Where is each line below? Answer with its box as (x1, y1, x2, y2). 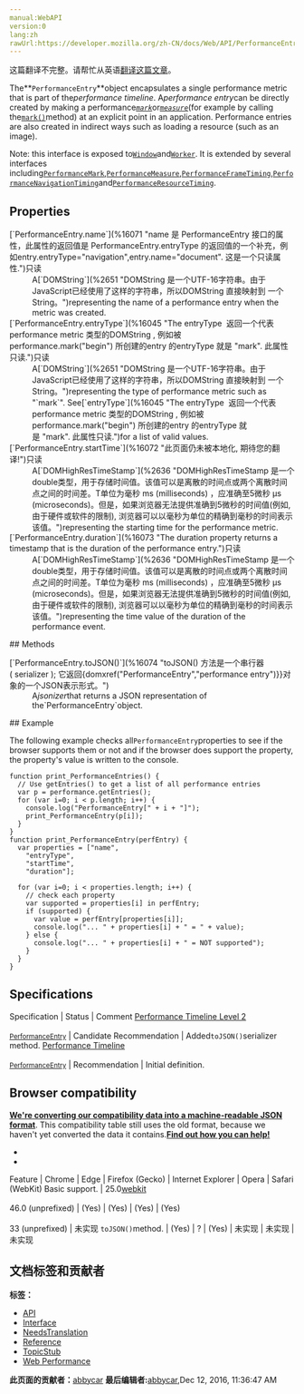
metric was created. (32, 307, 107, 318)
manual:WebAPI (9, 13, 63, 23)
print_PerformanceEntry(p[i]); (25, 812, 144, 821)
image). (9, 131, 38, 141)
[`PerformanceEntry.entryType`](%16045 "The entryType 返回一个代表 (9, 318, 274, 329)
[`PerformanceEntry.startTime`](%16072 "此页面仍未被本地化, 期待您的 (9, 443, 273, 453)
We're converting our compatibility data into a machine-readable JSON (9, 1109, 283, 1120)
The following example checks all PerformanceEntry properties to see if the (9, 736, 283, 746)
